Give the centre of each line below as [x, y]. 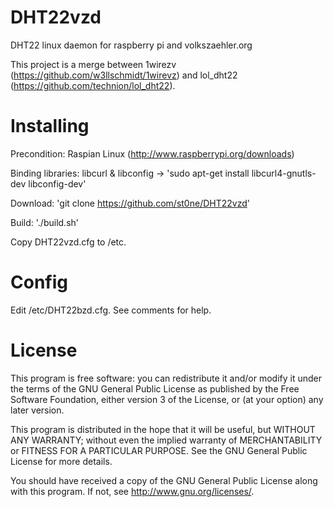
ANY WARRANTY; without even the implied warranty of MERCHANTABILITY [166, 440]
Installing [50, 126]
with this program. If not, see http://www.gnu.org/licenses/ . [132, 491]
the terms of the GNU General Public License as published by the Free [155, 388]
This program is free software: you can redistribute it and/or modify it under [166, 378]
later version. [37, 410]
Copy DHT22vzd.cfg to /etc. [68, 242]
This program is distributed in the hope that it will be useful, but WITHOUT [163, 429]
